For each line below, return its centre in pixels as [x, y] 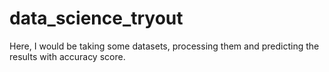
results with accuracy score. [67, 56]
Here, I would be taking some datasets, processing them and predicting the [164, 46]
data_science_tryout [96, 18]
